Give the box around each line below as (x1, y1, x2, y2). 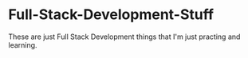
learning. (8, 40, 37, 49)
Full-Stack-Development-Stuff (8, 6, 214, 24)
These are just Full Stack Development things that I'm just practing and (8, 32, 241, 41)
